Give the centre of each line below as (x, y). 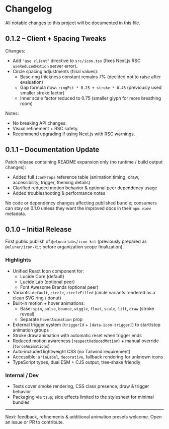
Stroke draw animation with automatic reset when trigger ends (77, 335)
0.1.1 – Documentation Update (52, 150)
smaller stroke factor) (42, 93)
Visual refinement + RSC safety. (46, 128)
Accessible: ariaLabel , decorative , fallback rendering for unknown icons (88, 357)
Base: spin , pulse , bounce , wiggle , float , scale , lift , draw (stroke (87, 308)
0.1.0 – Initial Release (38, 229)
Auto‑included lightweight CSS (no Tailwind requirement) (71, 351)
